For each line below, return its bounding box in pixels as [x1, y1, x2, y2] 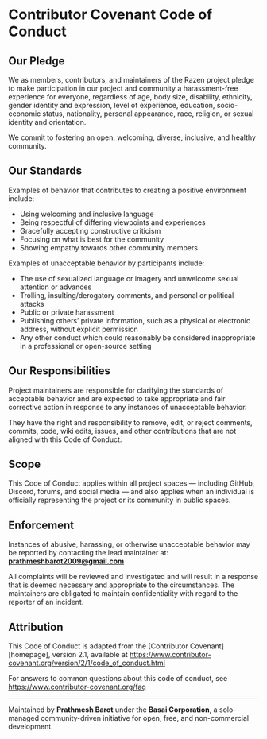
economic [8, 109, 41, 118]
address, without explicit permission [19, 324, 139, 334]
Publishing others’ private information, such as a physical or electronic [19, 315, 250, 325]
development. [8, 722, 53, 732]
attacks [19, 299, 44, 308]
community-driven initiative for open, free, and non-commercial [41, 714, 249, 723]
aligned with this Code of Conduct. [8, 435, 122, 444]
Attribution [8, 620, 64, 633]
